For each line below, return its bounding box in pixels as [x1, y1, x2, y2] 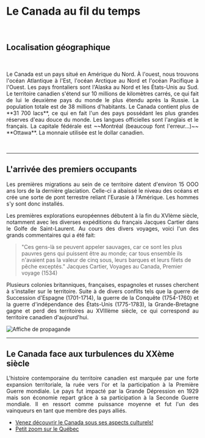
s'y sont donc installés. [6, 200, 65, 207]
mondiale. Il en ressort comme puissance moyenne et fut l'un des [6, 401, 199, 408]
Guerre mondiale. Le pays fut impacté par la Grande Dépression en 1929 [6, 387, 199, 395]
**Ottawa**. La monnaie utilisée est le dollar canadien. [6, 128, 145, 136]
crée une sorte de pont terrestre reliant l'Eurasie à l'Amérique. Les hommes [6, 193, 199, 201]
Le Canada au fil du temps [6, 4, 141, 18]
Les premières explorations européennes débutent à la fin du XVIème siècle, [6, 212, 199, 219]
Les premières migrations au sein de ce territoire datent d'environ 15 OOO [6, 180, 199, 188]
